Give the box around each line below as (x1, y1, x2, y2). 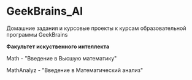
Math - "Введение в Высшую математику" (6, 54, 117, 62)
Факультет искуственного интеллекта (6, 43, 110, 50)
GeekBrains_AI (6, 4, 83, 18)
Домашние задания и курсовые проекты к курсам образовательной (6, 24, 186, 32)
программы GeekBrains (6, 31, 68, 38)
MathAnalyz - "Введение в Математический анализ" (6, 66, 143, 74)
